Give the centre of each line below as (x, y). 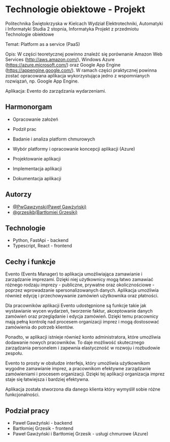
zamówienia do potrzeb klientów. (40, 327)
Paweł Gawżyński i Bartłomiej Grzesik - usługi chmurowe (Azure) (80, 434)
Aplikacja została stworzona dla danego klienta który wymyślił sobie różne (83, 389)
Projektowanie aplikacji (37, 158)
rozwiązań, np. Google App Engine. (42, 81)
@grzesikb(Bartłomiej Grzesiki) (45, 212)
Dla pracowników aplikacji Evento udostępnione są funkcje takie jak (76, 306)
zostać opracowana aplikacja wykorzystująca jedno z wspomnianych (77, 75)
